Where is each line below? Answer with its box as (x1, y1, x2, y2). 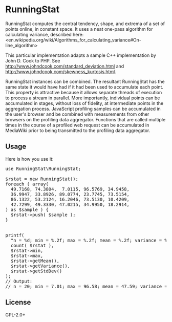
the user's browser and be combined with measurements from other (5, 111, 149, 117)
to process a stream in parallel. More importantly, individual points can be (5, 95, 160, 101)
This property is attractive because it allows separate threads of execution (5, 89, 162, 95)
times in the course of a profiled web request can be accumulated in (5, 122, 149, 128)
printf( (5, 232, 25, 238)
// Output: (5, 278, 33, 284)
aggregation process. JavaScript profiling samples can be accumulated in (5, 105, 161, 112)
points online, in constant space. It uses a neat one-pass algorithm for (5, 26, 153, 32)
